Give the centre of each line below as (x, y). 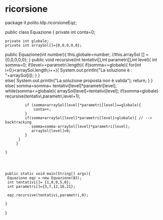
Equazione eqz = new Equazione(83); (45, 178)
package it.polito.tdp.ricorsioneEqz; (41, 23)
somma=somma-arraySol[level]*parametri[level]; (81, 126)
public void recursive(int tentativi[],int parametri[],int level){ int (94, 59)
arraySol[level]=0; (51, 131)
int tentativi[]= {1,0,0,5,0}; (39, 182)
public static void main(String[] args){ (48, 173)
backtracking (18, 122)
